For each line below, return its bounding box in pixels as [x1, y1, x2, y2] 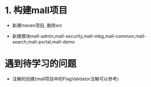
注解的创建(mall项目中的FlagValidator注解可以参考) [12, 75, 119, 81]
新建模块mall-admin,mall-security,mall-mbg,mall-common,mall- [12, 33, 146, 39]
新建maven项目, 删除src [12, 22, 63, 28]
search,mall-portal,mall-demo [12, 38, 75, 45]
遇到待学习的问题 [5, 58, 77, 70]
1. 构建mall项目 [5, 5, 68, 16]
